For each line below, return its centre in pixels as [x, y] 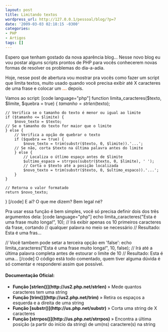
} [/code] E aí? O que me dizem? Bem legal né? [54, 201]
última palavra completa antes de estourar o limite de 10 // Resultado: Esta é [84, 253]
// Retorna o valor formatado [37, 188]
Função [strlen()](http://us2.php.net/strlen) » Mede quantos [77, 287]
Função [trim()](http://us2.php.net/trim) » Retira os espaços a [78, 297]
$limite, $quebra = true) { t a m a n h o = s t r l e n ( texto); [58, 103]
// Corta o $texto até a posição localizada [71, 165]
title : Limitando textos [31, 15]
